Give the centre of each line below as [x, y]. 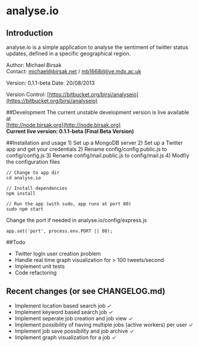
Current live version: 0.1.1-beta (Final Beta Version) [70, 131]
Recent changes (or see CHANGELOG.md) [86, 291]
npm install [21, 193]
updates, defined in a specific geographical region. [69, 54]
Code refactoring [36, 273]
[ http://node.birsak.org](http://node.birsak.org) [64, 125]
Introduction [30, 33]
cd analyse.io [24, 178]
